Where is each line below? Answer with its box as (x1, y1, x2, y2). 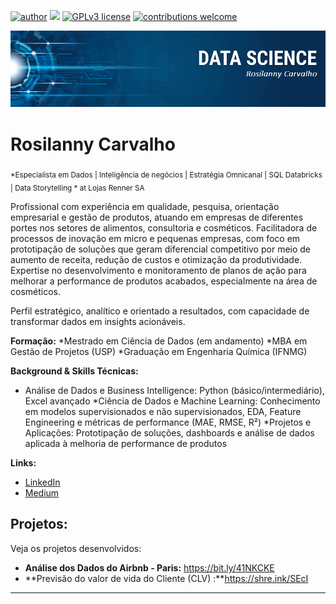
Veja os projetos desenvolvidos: (10, 542, 142, 554)
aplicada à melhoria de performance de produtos (24, 438, 228, 449)
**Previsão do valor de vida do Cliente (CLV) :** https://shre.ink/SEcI (24, 572, 309, 584)
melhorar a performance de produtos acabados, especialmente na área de (10, 275, 318, 287)
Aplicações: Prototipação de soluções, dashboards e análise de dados (24, 427, 315, 439)
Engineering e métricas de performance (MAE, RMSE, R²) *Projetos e (24, 416, 312, 428)
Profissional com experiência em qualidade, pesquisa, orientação (10, 201, 280, 212)
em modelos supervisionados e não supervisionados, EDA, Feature (24, 406, 302, 417)
